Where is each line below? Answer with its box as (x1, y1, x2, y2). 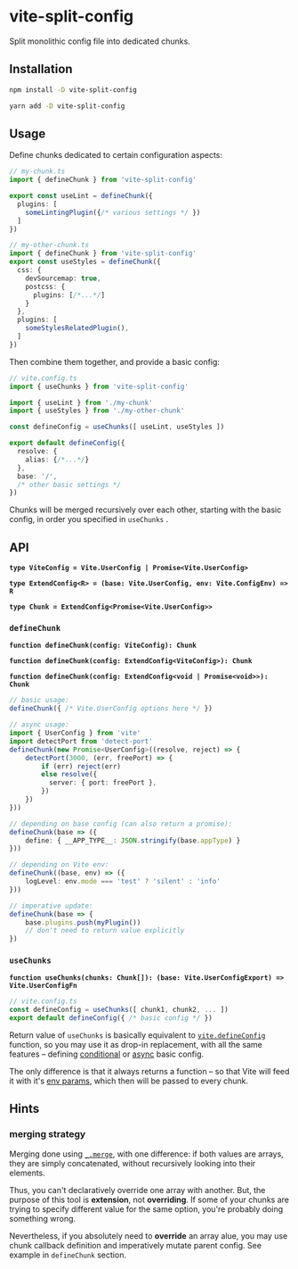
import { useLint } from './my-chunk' (9, 398, 153, 407)
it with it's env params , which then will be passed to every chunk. (9, 1075, 249, 1086)
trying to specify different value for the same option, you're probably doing (9, 1203, 284, 1215)
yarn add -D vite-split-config (9, 101, 125, 111)
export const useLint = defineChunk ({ (9, 192, 153, 201)
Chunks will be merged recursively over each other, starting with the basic (9, 504, 282, 515)
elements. (9, 1167, 46, 1178)
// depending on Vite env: (9, 860, 109, 869)
